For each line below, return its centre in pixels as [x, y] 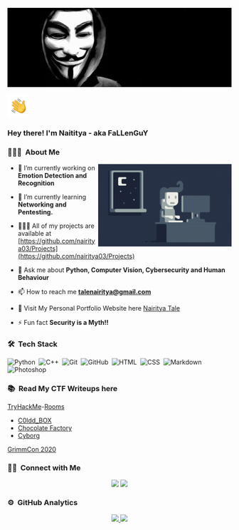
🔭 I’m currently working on [56, 167]
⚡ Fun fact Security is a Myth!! [63, 322]
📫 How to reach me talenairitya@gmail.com [84, 291]
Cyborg [29, 436]
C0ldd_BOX [34, 420]
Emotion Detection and [52, 175]
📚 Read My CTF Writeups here [63, 388]
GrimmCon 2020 [32, 450]
